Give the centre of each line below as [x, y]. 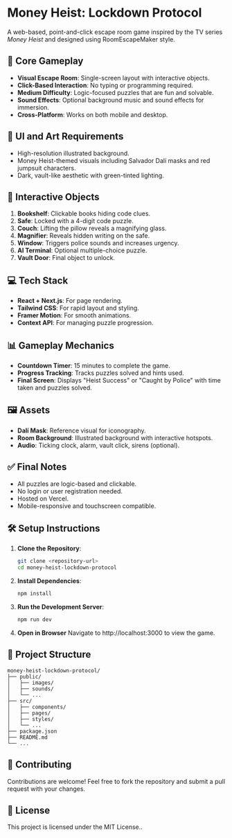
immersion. [33, 107]
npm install [34, 594]
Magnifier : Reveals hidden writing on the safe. [83, 236]
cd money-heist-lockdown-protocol [67, 568]
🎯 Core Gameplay [45, 61]
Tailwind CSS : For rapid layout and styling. [78, 308]
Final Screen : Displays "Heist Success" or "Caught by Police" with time [119, 380]
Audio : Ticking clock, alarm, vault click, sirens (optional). [98, 445]
